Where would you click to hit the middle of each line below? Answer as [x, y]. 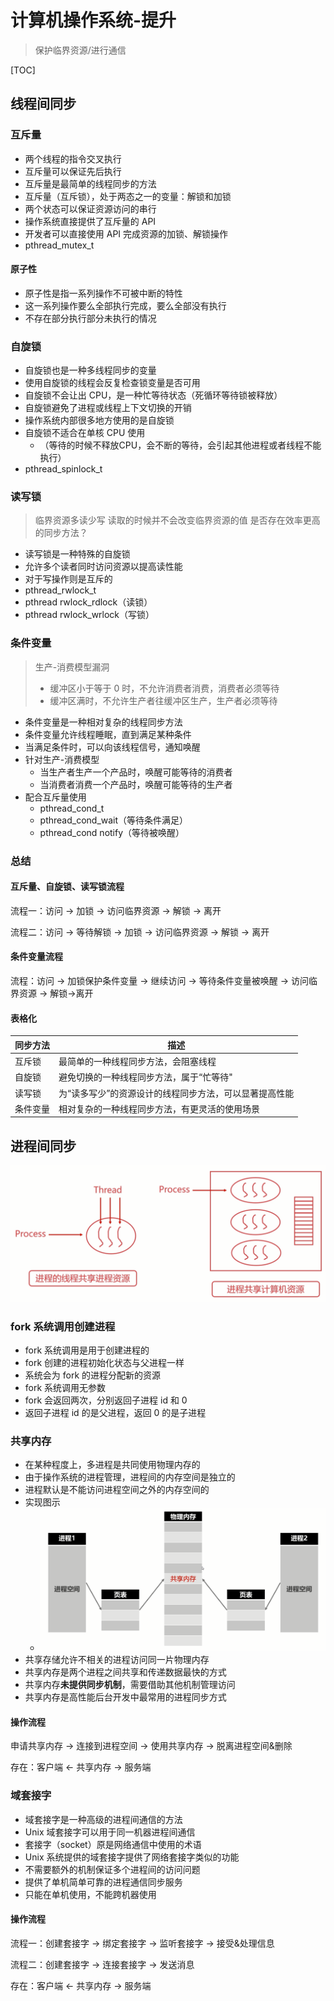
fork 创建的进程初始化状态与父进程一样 [104, 1362]
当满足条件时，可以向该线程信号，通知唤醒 [112, 747]
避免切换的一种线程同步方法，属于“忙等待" [145, 1077]
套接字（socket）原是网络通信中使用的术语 [113, 1844]
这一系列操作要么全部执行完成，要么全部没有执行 [125, 305]
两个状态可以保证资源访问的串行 [90, 208]
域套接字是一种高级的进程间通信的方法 [103, 1819]
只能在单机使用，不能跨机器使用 [90, 1894]
